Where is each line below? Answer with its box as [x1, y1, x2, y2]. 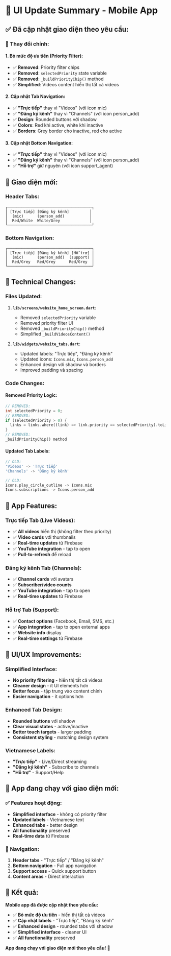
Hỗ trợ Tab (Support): [5, 606, 59, 613]
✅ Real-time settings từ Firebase [12, 635, 83, 641]
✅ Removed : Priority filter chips [12, 64, 80, 70]
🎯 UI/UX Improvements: [5, 651, 81, 659]
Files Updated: [5, 293, 42, 300]
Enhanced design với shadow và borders [20, 361, 106, 367]
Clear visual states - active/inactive [12, 723, 89, 729]
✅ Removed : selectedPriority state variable [12, 70, 107, 76]
